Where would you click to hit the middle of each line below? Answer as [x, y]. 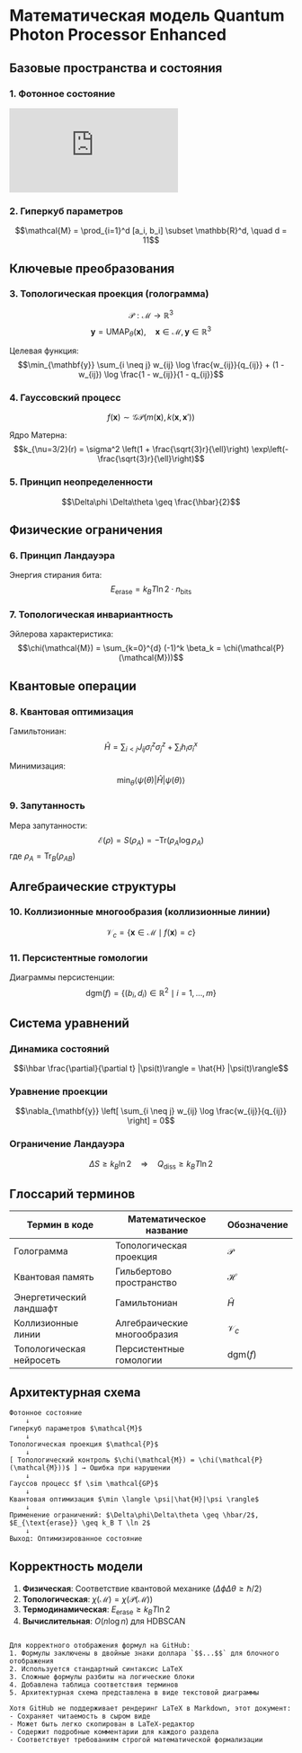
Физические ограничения [86, 530]
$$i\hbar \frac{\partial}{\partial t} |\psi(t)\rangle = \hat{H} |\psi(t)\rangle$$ [151, 1068]
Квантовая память [54, 1277]
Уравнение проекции [58, 1091]
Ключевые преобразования [92, 268]
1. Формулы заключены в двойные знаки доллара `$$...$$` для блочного [144, 1653]
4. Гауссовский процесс [65, 397]
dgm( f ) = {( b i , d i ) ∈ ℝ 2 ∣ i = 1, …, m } [151, 993]
